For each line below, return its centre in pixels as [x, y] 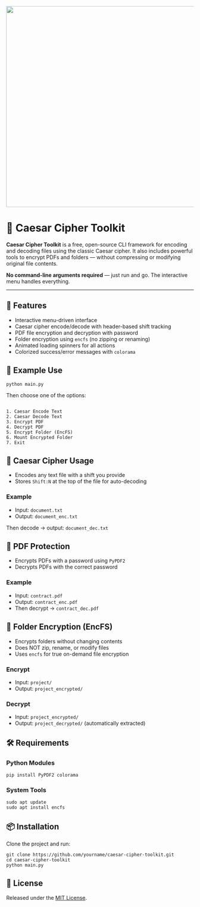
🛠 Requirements [38, 743]
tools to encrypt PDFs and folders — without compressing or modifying [93, 257]
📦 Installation [33, 826]
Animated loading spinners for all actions [65, 345]
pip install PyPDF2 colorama [42, 775]
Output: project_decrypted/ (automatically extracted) [80, 724]
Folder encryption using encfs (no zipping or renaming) [82, 339]
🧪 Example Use [35, 371]
